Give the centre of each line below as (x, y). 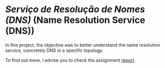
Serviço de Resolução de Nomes (75, 9)
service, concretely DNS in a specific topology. (54, 50)
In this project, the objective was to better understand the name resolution (83, 45)
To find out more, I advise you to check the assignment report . (70, 60)
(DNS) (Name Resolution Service (75, 20)
